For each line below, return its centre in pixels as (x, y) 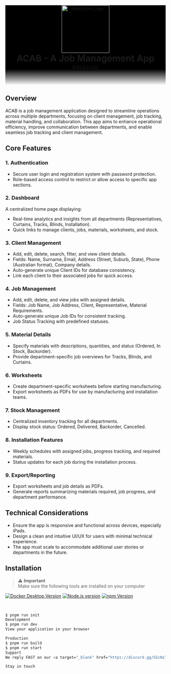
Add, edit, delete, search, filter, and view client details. (69, 254)
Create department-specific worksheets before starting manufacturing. (87, 386)
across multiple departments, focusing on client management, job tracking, (84, 116)
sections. (22, 185)
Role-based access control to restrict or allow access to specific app (84, 179)
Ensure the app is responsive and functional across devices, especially (87, 525)
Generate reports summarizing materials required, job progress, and (84, 491)
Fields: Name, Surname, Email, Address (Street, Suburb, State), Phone (86, 260)
